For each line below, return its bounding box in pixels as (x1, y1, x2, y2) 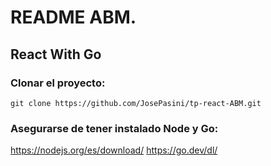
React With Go (10, 46, 102, 63)
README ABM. (10, 6, 137, 29)
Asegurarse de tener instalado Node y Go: (10, 121, 219, 135)
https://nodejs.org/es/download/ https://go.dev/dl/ (10, 144, 218, 156)
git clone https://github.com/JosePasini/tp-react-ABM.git (10, 98, 262, 108)
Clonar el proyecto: (10, 76, 106, 90)
